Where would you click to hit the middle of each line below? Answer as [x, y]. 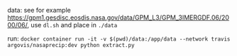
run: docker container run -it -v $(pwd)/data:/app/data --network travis [119, 38]
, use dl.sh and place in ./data [72, 25]
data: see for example [39, 10]
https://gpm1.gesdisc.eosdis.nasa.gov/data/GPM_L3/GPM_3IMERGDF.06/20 [118, 17]
